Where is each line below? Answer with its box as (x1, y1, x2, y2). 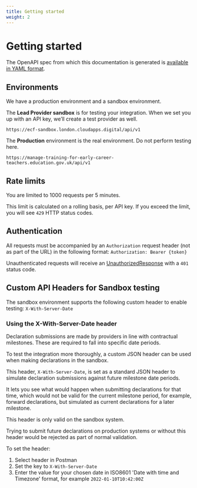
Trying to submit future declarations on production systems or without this (6, 427, 186, 434)
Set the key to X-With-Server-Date (14, 463, 98, 470)
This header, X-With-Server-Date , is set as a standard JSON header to (6, 368, 175, 375)
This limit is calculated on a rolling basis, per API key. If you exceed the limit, (6, 203, 191, 210)
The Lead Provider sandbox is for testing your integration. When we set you (6, 109, 191, 117)
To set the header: (6, 445, 51, 452)
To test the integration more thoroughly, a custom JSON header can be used (6, 350, 191, 357)
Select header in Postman (14, 456, 78, 463)
